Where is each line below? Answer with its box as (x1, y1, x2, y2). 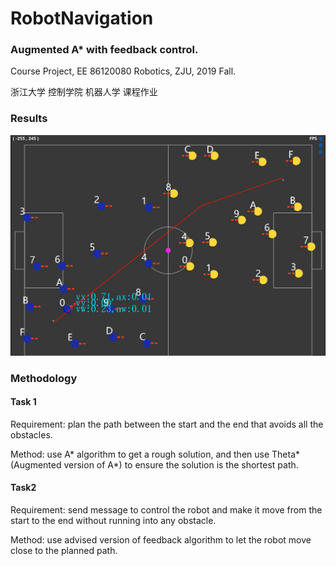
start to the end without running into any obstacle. (10, 515, 217, 526)
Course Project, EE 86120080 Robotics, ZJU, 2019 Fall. (10, 65, 237, 77)
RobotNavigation (10, 7, 154, 30)
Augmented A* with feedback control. (10, 43, 199, 57)
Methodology (10, 371, 78, 385)
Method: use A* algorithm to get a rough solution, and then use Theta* (10, 448, 301, 460)
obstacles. (10, 428, 53, 441)
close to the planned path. (10, 545, 118, 556)
